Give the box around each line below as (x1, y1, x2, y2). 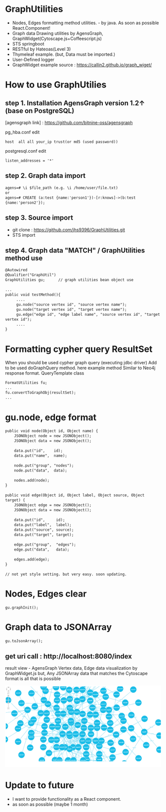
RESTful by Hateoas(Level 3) (12, 46, 71, 52)
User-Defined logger (12, 56, 55, 62)
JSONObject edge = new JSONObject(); (14, 503, 92, 508)
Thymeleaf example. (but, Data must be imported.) (12, 51, 116, 57)
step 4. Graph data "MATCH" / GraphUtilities (5, 246, 145, 255)
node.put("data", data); (14, 468, 68, 473)
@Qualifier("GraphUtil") (5, 273, 56, 278)
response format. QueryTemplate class (5, 370, 84, 376)
